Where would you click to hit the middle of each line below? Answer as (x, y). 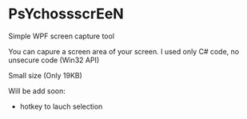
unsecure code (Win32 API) (54, 60)
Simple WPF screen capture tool (61, 36)
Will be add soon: (37, 91)
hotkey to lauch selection (61, 106)
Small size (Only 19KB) (45, 75)
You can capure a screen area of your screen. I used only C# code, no (124, 51)
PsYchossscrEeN (66, 14)
